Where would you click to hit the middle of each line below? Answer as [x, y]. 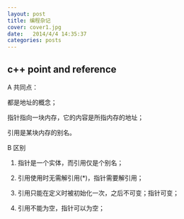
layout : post [27, 14]
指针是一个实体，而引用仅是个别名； [70, 162]
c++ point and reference [62, 69]
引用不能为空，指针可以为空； [61, 208]
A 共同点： [23, 87]
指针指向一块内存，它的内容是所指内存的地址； [75, 117]
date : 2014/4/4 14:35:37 [47, 34]
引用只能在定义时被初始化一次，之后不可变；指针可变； [98, 193]
